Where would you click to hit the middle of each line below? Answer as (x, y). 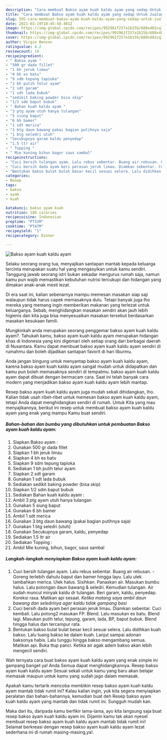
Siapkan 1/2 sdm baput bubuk (43, 489)
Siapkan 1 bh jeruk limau (37, 453)
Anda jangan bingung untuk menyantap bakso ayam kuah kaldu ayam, (77, 361)
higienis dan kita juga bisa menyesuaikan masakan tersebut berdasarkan (80, 315)
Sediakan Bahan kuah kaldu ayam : (49, 495)
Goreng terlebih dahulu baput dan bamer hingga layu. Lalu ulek (77, 577)
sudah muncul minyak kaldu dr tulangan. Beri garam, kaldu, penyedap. (85, 592)
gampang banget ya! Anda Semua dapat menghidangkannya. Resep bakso (82, 665)
